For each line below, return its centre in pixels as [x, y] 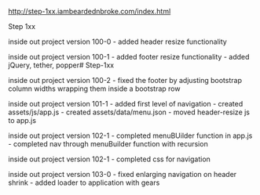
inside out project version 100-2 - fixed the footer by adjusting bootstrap [125, 80]
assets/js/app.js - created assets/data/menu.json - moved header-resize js [129, 112]
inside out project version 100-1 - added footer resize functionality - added [129, 57]
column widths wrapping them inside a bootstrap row [94, 88]
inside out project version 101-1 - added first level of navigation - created [126, 104]
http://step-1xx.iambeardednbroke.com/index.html [90, 11]
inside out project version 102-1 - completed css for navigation [109, 159]
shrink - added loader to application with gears [84, 182]
